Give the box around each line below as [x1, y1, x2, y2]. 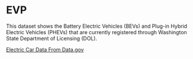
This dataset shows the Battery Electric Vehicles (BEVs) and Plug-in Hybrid [6, 23, 188, 30]
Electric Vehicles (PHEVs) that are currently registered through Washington [6, 28, 187, 35]
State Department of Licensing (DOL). [6, 35, 97, 42]
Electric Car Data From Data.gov [6, 46, 84, 53]
